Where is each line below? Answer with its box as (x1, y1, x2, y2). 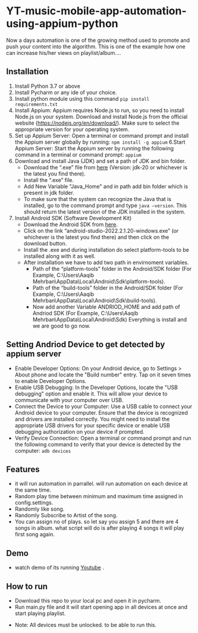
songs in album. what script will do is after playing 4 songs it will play (14, 524, 184, 532)
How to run (6, 581, 48, 591)
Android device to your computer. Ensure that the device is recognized (14, 409, 188, 416)
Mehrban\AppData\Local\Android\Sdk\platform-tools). (32, 277, 165, 285)
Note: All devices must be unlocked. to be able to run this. (14, 622, 157, 628)
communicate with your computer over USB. (14, 396, 124, 403)
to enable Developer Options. (14, 377, 87, 384)
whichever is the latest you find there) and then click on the (23, 233, 169, 240)
